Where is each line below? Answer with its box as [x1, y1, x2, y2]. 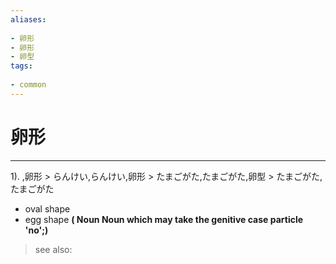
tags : [10, 61, 33, 71]
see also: [34, 243, 73, 255]
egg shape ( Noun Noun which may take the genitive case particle [24, 213, 304, 225]
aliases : [10, 14, 47, 25]
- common [10, 80, 47, 90]
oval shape [24, 202, 71, 215]
